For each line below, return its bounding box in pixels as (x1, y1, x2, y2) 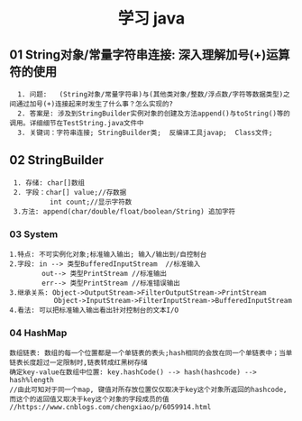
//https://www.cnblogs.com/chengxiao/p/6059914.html (9, 403, 212, 412)
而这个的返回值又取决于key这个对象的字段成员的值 (9, 395, 169, 404)
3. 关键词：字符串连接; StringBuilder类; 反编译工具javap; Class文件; (17, 128, 273, 137)
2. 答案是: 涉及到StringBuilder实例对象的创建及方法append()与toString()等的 (17, 109, 290, 118)
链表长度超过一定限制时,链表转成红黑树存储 (9, 358, 148, 368)
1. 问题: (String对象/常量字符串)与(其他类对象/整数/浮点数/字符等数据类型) (17, 90, 284, 99)
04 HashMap (9, 326, 68, 339)
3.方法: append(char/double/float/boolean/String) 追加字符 (13, 206, 236, 216)
